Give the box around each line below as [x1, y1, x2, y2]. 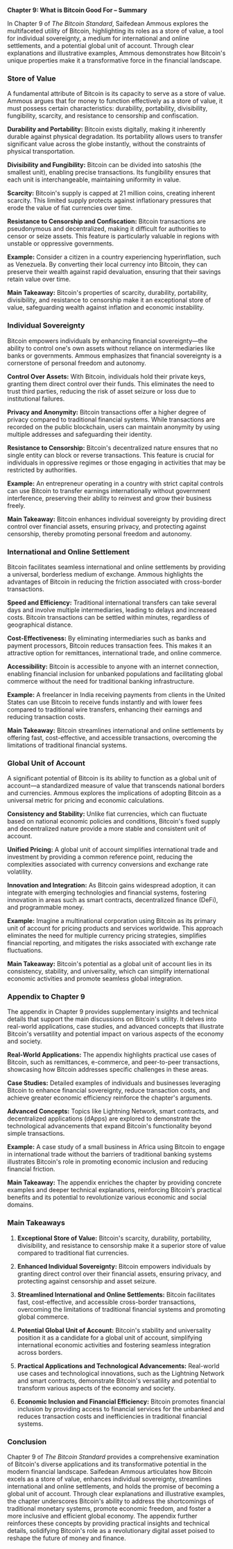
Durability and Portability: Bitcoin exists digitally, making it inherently [7, 125, 206, 134]
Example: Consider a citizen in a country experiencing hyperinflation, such [7, 253, 221, 262]
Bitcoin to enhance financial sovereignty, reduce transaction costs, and [7, 1086, 210, 1095]
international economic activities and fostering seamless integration [17, 1340, 211, 1349]
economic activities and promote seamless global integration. [7, 974, 183, 983]
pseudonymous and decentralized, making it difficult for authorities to [7, 225, 207, 233]
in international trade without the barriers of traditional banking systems [7, 1150, 212, 1159]
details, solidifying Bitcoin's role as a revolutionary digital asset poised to [7, 1527, 215, 1535]
